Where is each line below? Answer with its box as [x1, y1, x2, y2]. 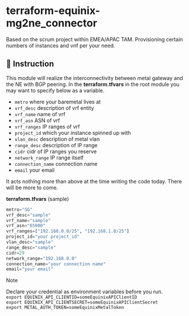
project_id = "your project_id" [6, 234, 80, 240]
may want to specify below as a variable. [6, 86, 105, 94]
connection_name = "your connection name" [6, 261, 106, 267]
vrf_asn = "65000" [6, 223, 46, 229]
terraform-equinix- [6, 4, 101, 18]
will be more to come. [6, 184, 59, 191]
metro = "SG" [6, 206, 33, 213]
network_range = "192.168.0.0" [6, 255, 77, 261]
